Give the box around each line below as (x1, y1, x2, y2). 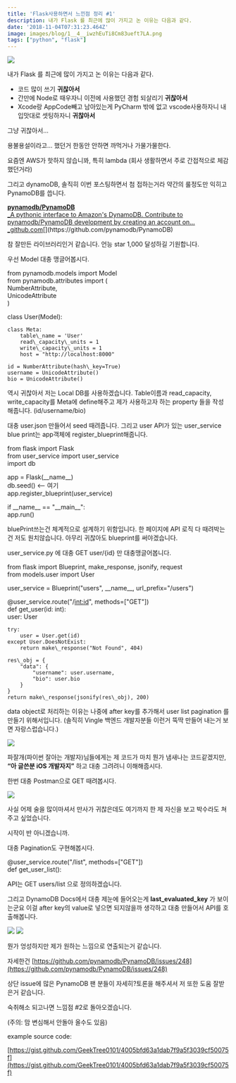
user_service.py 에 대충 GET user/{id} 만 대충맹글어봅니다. (7, 549, 171, 557)
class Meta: (7, 326, 42, 333)
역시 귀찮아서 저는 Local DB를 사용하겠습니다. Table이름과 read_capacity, (7, 389, 212, 397)
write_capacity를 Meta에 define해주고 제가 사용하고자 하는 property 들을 (7, 397, 211, 406)
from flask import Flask (7, 445, 75, 453)
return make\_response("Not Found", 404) (20, 645, 143, 652)
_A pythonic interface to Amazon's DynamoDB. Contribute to (7, 211, 183, 219)
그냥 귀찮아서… (7, 126, 49, 135)
